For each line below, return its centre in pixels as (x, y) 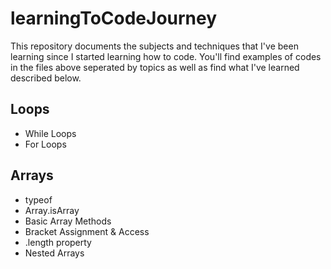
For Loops (45, 144)
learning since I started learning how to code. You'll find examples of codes (166, 56)
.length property (58, 242)
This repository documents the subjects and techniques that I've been (154, 46)
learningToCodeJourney (114, 18)
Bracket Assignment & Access (87, 231)
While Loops (50, 133)
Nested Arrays (54, 253)
